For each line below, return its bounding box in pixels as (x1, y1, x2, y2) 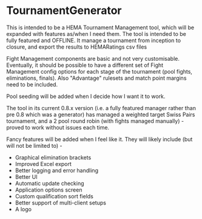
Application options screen (15, 186, 82, 193)
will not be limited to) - (6, 142, 62, 149)
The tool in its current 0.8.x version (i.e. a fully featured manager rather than (6, 104, 196, 111)
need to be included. (6, 80, 58, 88)
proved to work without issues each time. (6, 123, 110, 131)
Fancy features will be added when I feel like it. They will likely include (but (6, 135, 193, 143)
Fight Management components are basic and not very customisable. (6, 55, 180, 62)
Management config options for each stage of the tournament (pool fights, (6, 68, 193, 75)
